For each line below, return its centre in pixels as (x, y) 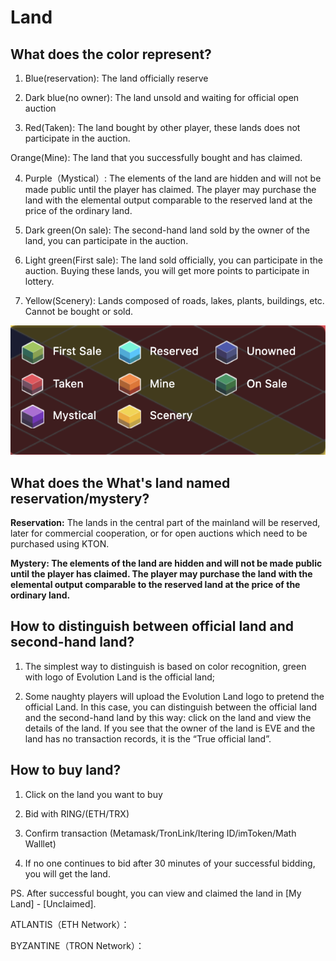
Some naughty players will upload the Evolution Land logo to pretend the (174, 696)
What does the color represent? (111, 54)
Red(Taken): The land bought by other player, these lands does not (162, 127)
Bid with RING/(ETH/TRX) (77, 813)
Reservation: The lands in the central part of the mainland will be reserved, (165, 522)
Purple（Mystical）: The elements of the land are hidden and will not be (173, 178)
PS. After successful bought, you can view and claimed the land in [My (156, 893)
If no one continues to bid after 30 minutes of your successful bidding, (170, 863)
